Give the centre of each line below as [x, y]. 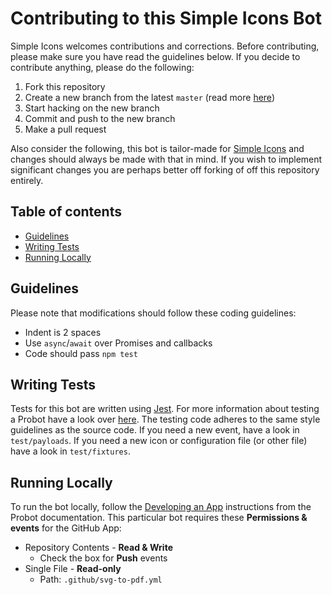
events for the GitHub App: [66, 528]
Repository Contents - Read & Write [98, 548]
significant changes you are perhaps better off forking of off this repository [165, 169]
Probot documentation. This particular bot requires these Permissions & [159, 518]
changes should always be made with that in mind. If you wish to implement [166, 159]
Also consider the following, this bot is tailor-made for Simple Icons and [157, 148]
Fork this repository [65, 86]
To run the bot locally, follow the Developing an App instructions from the [161, 507]
